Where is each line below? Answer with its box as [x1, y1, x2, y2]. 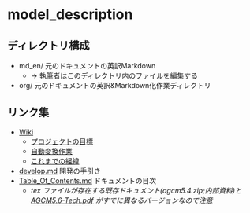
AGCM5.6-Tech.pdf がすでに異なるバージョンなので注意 [30, 195, 214, 205]
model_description [7, 6, 133, 24]
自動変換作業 [30, 146, 73, 156]
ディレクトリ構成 [7, 39, 90, 52]
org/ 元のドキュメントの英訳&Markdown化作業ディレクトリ [18, 81, 211, 90]
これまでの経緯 [30, 156, 80, 166]
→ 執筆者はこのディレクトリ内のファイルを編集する [30, 71, 198, 80]
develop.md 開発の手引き [18, 166, 102, 175]
